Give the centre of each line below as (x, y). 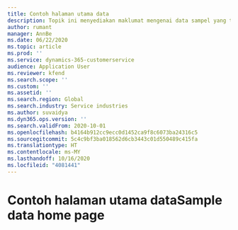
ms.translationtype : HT (42, 146)
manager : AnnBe (30, 34)
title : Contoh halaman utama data (58, 14)
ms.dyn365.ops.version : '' (47, 119)
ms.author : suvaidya (38, 113)
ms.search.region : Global (45, 100)
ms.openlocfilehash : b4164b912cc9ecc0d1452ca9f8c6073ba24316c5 (103, 132)
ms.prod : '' (25, 54)
